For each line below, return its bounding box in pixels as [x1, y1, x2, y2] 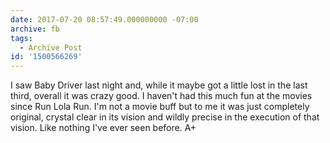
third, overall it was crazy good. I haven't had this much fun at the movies [10, 90, 313, 102]
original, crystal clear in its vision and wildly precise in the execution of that [10, 111, 320, 123]
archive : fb [10, 24, 60, 34]
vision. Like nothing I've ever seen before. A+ [10, 122, 197, 134]
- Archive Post [19, 42, 83, 53]
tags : [10, 33, 33, 43]
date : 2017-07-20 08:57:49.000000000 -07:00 [10, 14, 199, 25]
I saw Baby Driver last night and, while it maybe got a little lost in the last [10, 79, 308, 91]
